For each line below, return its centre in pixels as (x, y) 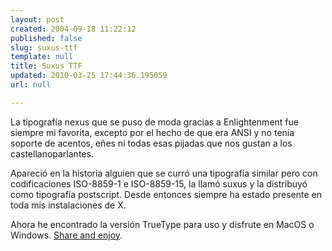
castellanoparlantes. (52, 153)
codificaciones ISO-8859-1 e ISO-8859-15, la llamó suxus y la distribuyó (159, 183)
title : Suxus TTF (46, 66)
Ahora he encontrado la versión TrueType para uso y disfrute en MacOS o (162, 224)
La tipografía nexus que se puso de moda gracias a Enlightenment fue (154, 122)
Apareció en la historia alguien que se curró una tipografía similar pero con (164, 173)
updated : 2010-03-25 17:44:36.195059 (89, 76)
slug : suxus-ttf (44, 47)
